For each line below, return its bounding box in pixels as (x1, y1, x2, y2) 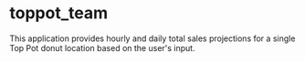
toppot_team (9, 3, 108, 24)
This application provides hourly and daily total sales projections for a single (9, 33, 296, 44)
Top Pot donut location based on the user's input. (9, 42, 195, 53)
